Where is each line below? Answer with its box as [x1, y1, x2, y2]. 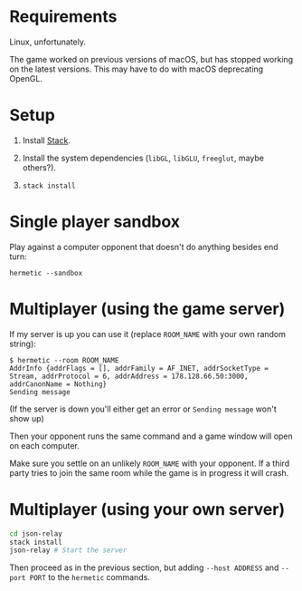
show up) [9, 412, 45, 423]
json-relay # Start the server [9, 546, 127, 555]
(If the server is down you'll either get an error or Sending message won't [9, 403, 278, 414]
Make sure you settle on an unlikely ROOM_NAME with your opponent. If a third [9, 458, 290, 469]
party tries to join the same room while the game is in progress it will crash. [9, 467, 289, 478]
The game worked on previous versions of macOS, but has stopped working [9, 53, 294, 64]
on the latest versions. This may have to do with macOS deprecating [9, 63, 264, 74]
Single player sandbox [9, 211, 181, 232]
